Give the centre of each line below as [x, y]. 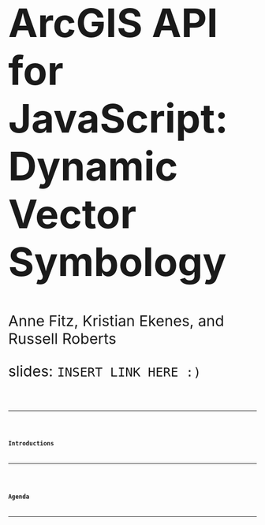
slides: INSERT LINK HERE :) [105, 370]
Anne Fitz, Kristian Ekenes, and [116, 321]
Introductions [31, 444]
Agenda [19, 497]
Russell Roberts [62, 338]
